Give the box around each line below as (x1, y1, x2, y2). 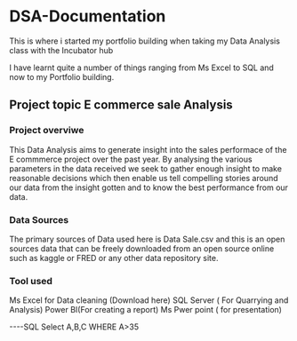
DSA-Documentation (9, 6, 166, 27)
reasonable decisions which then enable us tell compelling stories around (9, 172, 278, 183)
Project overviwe (9, 124, 84, 137)
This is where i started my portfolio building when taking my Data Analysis (9, 36, 280, 46)
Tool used (9, 274, 53, 287)
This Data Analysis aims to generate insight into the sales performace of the (9, 144, 287, 155)
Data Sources (9, 213, 69, 226)
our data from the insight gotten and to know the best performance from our (9, 182, 289, 193)
